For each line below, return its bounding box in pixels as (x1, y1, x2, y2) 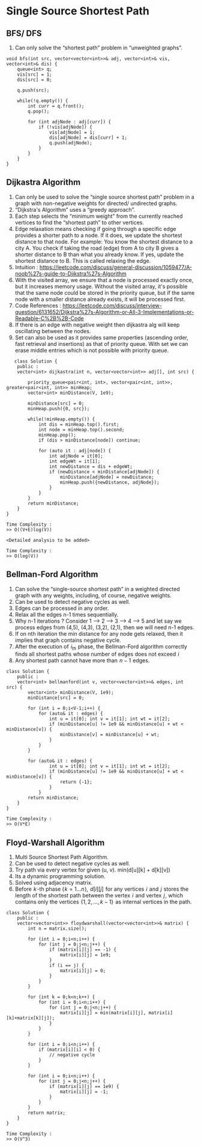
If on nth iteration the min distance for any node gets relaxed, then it (14, 630, 183, 637)
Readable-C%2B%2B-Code (14, 315, 84, 322)
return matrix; (28, 1110, 66, 1116)
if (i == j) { (49, 962, 85, 969)
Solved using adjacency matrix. (14, 879, 93, 887)
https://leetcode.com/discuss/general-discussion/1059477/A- (39, 263, 193, 271)
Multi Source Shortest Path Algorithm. (14, 853, 109, 861)
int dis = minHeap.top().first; (38, 421, 119, 428)
